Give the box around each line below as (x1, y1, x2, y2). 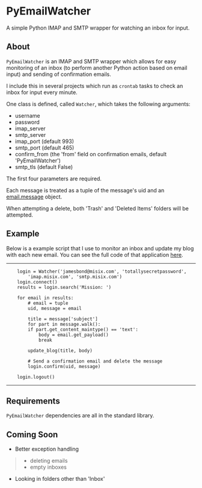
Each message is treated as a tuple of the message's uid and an (6, 186, 165, 194)
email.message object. (6, 193, 62, 200)
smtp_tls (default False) (14, 163, 73, 170)
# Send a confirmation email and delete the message (28, 358, 163, 364)
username (14, 112, 40, 119)
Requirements (6, 396, 60, 406)
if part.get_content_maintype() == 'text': (28, 326, 138, 332)
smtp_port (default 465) (14, 144, 75, 151)
